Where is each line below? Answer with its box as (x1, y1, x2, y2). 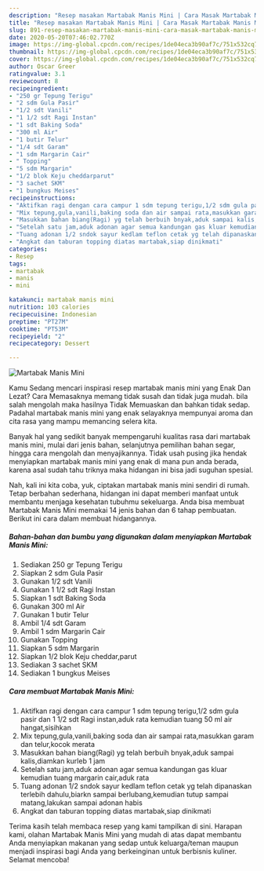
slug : (9, 26, 27, 34)
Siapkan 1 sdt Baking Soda (20, 594, 107, 603)
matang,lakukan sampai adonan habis (20, 798, 143, 807)
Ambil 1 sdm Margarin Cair (20, 627, 106, 636)
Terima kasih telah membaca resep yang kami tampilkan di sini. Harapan (9, 822, 243, 831)
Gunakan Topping (20, 635, 78, 645)
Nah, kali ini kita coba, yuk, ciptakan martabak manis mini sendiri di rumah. (9, 481, 250, 490)
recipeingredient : (9, 84, 69, 93)
